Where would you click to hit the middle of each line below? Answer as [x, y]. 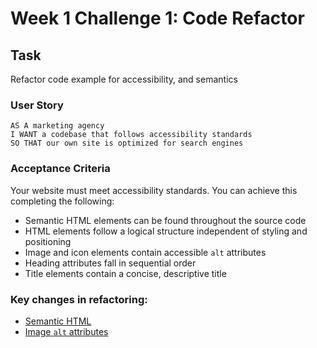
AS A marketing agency [57, 126]
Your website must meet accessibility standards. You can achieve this [154, 190]
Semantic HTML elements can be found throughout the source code [165, 220]
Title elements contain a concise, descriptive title [125, 273]
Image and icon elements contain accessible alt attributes [145, 252]
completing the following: [62, 201]
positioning [48, 241]
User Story [37, 105]
